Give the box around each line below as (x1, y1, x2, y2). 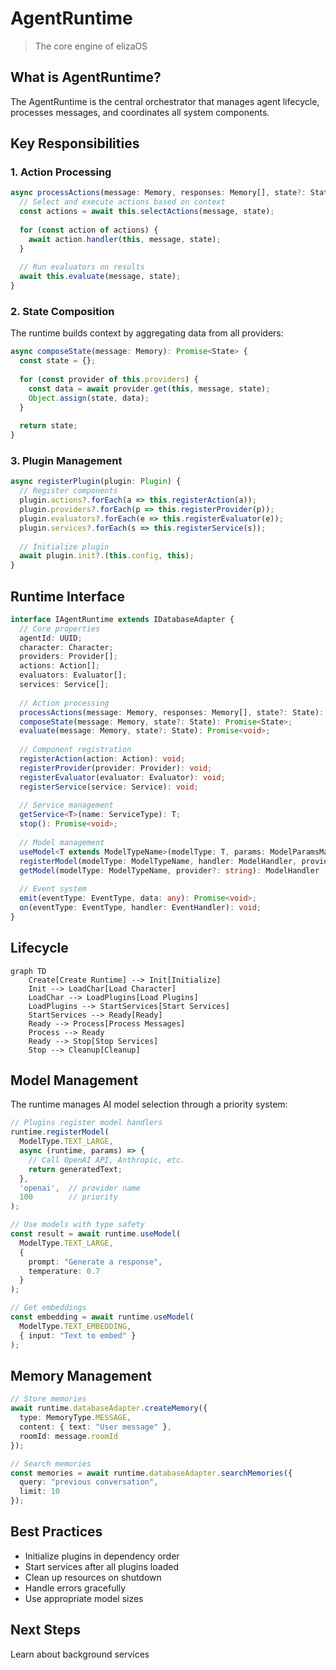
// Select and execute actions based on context (19, 197, 226, 207)
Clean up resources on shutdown (24, 1571, 162, 1583)
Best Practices (10, 1523, 103, 1541)
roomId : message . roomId (19, 1431, 118, 1441)
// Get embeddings (10, 1303, 87, 1313)
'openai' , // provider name (19, 1183, 141, 1193)
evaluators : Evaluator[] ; (19, 670, 128, 681)
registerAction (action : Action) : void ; (19, 754, 186, 764)
